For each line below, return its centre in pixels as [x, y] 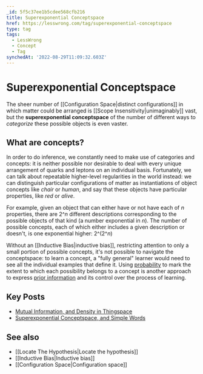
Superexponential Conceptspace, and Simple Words [80, 318]
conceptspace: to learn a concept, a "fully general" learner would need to [98, 258]
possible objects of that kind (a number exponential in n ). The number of [97, 221]
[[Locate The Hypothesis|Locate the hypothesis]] [76, 351]
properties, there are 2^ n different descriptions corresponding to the [92, 214]
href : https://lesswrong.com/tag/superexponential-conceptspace [89, 23]
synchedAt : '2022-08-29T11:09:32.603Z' [57, 57]
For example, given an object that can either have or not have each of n [95, 208]
